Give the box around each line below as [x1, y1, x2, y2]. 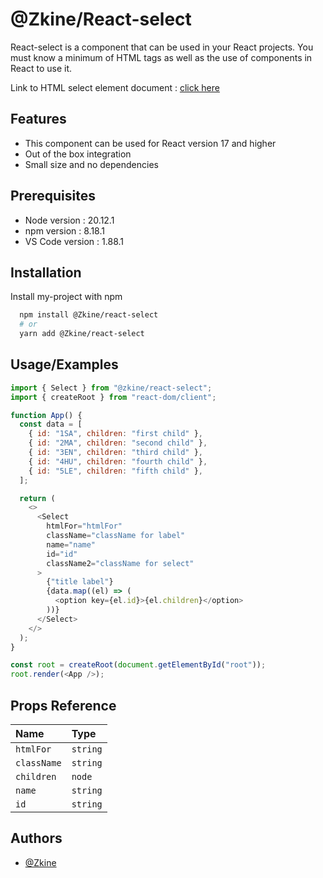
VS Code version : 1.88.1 [24, 235, 124, 247]
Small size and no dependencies [24, 158, 159, 170]
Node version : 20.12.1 [24, 214, 115, 226]
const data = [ [19, 419, 83, 430]
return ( [19, 493, 56, 503]
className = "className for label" [46, 531, 186, 541]
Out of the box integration [24, 148, 132, 160]
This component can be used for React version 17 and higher [24, 137, 277, 149]
